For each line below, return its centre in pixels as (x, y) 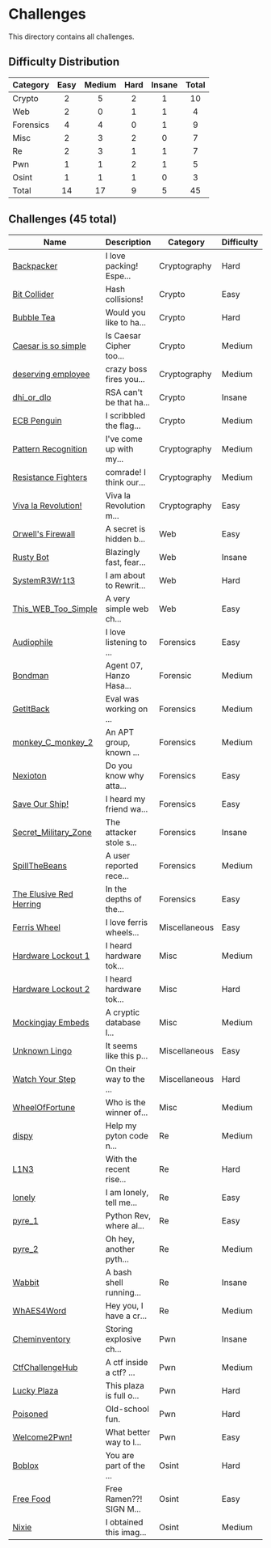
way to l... (123, 1442)
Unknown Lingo (42, 1050)
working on (127, 709)
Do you (119, 766)
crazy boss (126, 369)
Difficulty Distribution (64, 62)
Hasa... (118, 685)
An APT (120, 732)
